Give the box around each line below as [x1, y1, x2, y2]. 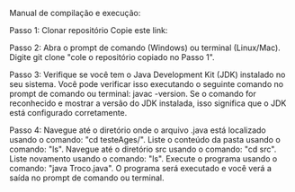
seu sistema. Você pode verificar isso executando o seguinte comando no [9, 79, 284, 89]
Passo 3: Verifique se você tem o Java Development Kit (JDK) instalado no [9, 69, 286, 80]
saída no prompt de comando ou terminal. [9, 172, 165, 183]
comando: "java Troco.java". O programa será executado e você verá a [9, 163, 272, 173]
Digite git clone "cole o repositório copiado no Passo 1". [9, 52, 215, 62]
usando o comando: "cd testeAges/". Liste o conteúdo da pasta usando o [9, 135, 281, 144]
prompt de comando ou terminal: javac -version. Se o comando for [9, 89, 256, 99]
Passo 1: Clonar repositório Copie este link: [9, 25, 168, 35]
